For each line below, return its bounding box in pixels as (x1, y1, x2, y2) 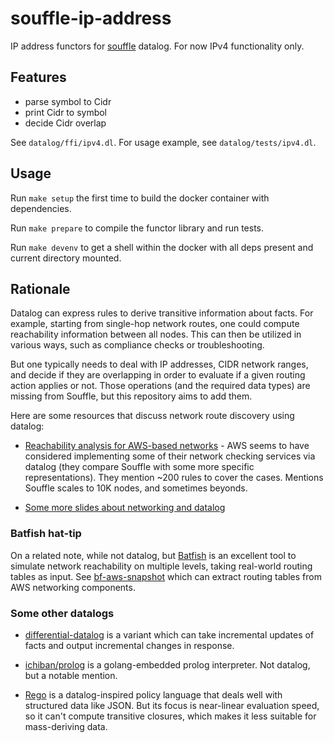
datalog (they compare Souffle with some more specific (24, 461, 255, 473)
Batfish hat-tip (10, 527, 82, 541)
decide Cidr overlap (24, 117, 107, 129)
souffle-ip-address (10, 7, 172, 30)
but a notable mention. (24, 669, 118, 681)
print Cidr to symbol (24, 106, 108, 118)
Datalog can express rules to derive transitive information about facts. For (10, 307, 314, 319)
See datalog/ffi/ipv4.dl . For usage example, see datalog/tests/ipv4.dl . (10, 136, 317, 148)
